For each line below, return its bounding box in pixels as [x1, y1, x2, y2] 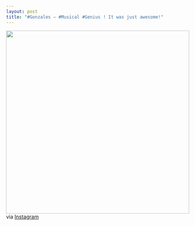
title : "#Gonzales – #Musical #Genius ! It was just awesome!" [6, 14, 164, 20]
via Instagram [6, 213, 39, 220]
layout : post [6, 8, 38, 15]
